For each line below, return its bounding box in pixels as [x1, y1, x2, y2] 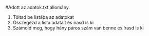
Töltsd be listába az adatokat [12, 14, 74, 20]
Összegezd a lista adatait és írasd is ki [12, 20, 94, 25]
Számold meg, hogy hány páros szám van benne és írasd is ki [12, 25, 144, 31]
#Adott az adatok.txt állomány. [5, 5, 70, 10]
